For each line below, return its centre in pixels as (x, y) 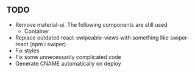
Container (37, 31)
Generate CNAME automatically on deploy (68, 63)
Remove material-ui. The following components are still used (91, 24)
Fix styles (27, 50)
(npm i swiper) (48, 44)
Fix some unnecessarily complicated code (68, 57)
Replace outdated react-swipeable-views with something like (92, 37)
